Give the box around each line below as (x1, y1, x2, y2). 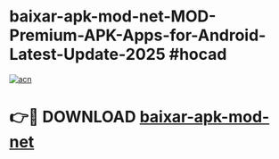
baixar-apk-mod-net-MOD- (9, 6, 217, 27)
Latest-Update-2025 (9, 45, 167, 64)
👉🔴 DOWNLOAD (9, 107, 136, 127)
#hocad (168, 45, 227, 64)
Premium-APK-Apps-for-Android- (9, 25, 267, 46)
